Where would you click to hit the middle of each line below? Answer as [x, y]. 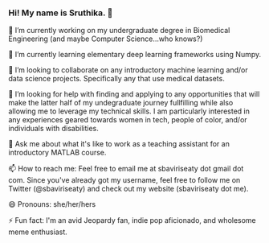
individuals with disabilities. [53, 129]
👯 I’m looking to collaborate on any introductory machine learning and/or [128, 70]
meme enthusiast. [38, 232]
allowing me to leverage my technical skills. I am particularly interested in [129, 111]
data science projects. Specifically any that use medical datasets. [116, 79]
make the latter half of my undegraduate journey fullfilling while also [121, 103]
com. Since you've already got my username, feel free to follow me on [124, 180]
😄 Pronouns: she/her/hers [52, 204]
